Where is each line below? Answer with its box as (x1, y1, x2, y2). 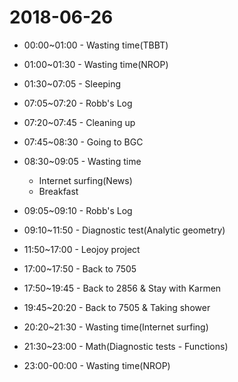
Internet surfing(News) (38, 174, 133, 186)
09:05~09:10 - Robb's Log (23, 204, 133, 216)
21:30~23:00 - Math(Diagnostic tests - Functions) (23, 340, 229, 352)
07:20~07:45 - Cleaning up (23, 116, 136, 128)
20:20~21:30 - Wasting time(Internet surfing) (23, 321, 209, 333)
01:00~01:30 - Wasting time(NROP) (23, 58, 169, 70)
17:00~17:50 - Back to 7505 (23, 262, 137, 275)
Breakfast (38, 185, 79, 197)
